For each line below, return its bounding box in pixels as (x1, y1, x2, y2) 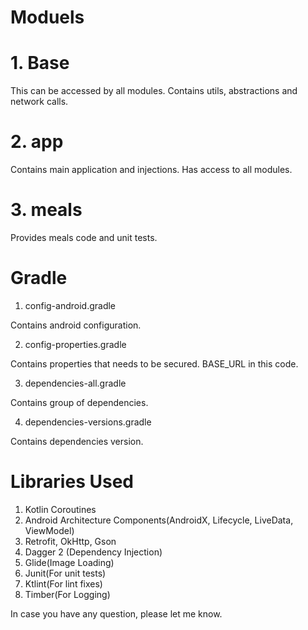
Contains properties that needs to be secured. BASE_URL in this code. (10, 357, 299, 370)
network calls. (10, 96, 69, 108)
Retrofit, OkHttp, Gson (24, 535, 117, 547)
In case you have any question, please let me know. (10, 607, 223, 620)
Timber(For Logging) (24, 588, 111, 600)
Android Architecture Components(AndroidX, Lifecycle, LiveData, (24, 514, 294, 526)
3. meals (10, 199, 83, 221)
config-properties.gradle (24, 338, 127, 350)
